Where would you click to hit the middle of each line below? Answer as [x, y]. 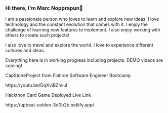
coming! [14, 66]
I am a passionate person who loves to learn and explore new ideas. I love [82, 19]
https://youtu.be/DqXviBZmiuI [36, 85]
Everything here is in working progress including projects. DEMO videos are [84, 60]
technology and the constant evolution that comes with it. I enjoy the [77, 24]
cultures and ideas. [25, 51]
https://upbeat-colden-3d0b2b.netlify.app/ [50, 105]
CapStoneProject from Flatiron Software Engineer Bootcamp [68, 76]
